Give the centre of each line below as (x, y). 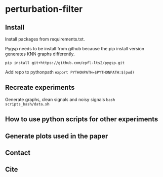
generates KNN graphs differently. (40, 54)
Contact (18, 153)
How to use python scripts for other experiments (81, 119)
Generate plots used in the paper (57, 136)
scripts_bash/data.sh (27, 104)
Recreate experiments (40, 88)
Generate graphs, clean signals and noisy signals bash (60, 99)
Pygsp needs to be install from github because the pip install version (75, 49)
